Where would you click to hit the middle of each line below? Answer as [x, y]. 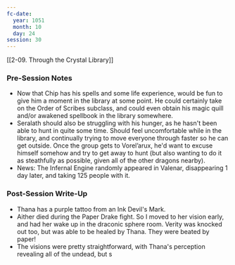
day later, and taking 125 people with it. [74, 176]
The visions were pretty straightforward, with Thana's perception [111, 246]
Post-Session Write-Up [47, 194]
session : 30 [24, 40]
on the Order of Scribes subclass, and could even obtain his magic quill [120, 108]
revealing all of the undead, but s [64, 254]
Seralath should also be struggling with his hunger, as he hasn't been [117, 123]
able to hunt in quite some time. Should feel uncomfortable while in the [119, 131]
